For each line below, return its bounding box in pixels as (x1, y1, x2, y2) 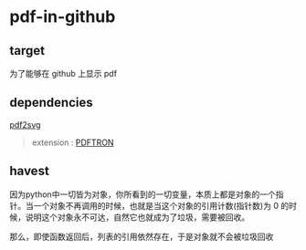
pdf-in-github (9, 6, 116, 27)
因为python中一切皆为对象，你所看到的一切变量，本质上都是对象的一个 (9, 189, 276, 200)
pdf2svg (9, 119, 41, 130)
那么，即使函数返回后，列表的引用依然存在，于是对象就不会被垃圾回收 (9, 231, 274, 242)
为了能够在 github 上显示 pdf (9, 68, 117, 78)
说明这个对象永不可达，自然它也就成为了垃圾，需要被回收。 (25, 212, 249, 223)
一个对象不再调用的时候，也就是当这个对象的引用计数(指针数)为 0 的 (33, 200, 290, 211)
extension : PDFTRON (31, 137, 114, 148)
